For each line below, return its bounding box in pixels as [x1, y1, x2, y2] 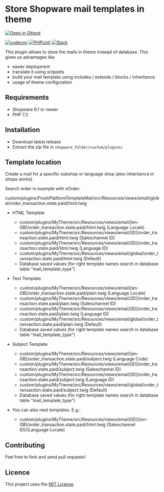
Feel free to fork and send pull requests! [5, 454, 86, 460]
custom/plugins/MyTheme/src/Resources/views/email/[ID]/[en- [19, 417, 148, 423]
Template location [5, 158, 61, 166]
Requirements [5, 93, 49, 102]
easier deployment [12, 64, 50, 69]
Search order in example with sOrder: [5, 186, 81, 192]
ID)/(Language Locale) [19, 427, 65, 433]
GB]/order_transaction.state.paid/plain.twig [19, 290, 107, 296]
